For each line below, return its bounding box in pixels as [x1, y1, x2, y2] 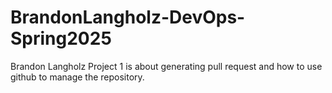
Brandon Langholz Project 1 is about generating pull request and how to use [10, 60, 323, 72]
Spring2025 [10, 27, 112, 50]
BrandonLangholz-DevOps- [10, 6, 246, 29]
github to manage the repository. [10, 71, 145, 83]
